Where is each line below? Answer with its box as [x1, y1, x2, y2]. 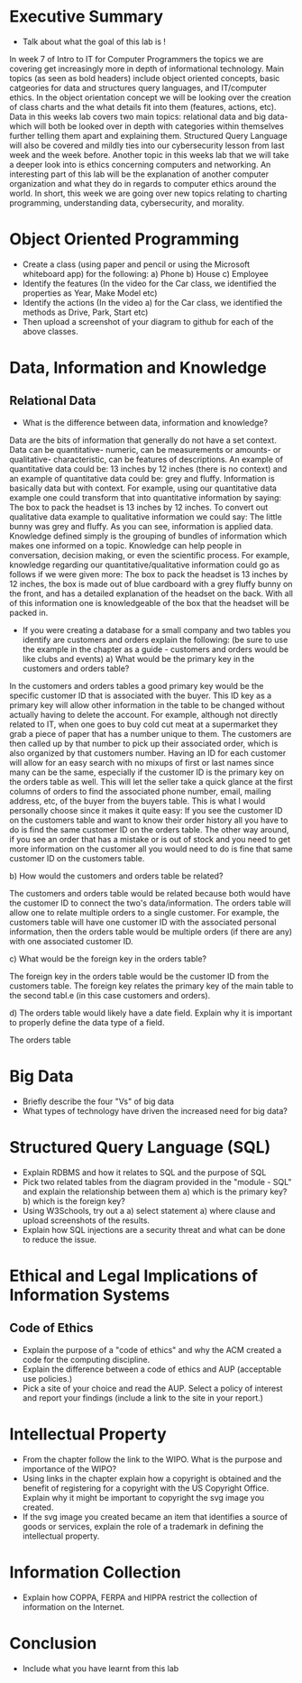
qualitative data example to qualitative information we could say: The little [9, 511, 282, 522]
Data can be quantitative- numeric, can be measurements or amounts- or [9, 444, 281, 455]
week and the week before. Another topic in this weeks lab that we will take [9, 149, 289, 160]
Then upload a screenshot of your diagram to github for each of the [22, 316, 274, 326]
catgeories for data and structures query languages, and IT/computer [9, 82, 268, 93]
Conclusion [9, 1632, 97, 1653]
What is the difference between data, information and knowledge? [22, 417, 269, 428]
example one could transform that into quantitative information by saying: [9, 492, 282, 502]
